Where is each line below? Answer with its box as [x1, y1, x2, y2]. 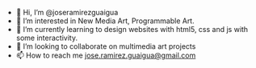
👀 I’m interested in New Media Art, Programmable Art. [15, 16, 195, 26]
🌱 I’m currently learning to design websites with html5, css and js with [15, 25, 249, 34]
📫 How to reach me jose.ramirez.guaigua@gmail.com [15, 50, 196, 60]
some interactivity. [15, 33, 78, 42]
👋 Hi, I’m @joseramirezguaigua [15, 8, 119, 17]
